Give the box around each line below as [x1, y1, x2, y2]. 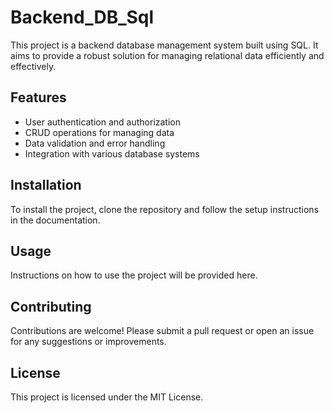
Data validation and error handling [24, 137, 166, 149]
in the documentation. [10, 214, 101, 226]
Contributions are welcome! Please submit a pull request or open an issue [10, 325, 315, 337]
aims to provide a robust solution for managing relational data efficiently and [10, 49, 325, 61]
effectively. [10, 60, 57, 72]
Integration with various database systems [24, 147, 200, 160]
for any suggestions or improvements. [10, 336, 167, 348]
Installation [10, 177, 82, 194]
